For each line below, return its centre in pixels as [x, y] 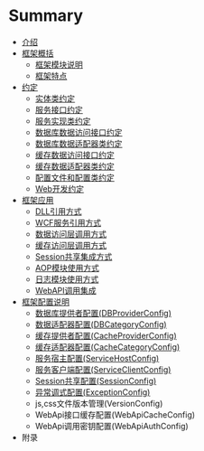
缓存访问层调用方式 [71, 245]
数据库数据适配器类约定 [79, 143]
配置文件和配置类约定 [74, 177]
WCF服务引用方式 [68, 222]
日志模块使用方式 [67, 279]
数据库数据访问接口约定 [79, 132]
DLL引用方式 [58, 211]
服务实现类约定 [63, 121]
